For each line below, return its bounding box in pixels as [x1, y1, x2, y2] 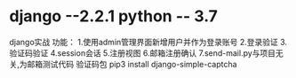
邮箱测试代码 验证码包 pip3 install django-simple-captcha [27, 58, 237, 69]
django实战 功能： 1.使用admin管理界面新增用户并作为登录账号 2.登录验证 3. [9, 36, 287, 47]
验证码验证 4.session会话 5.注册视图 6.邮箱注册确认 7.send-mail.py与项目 [9, 47, 276, 58]
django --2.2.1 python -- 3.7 [9, 6, 218, 27]
